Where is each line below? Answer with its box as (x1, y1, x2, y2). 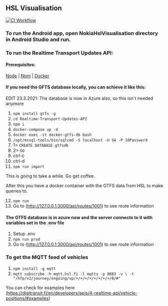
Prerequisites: (5, 62, 36, 68)
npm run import (12, 164, 45, 169)
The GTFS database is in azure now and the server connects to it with (5, 214, 153, 220)
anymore (5, 101, 24, 107)
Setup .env (12, 231, 35, 237)
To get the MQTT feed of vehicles (5, 254, 88, 261)
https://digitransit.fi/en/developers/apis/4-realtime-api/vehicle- (7, 290, 138, 296)
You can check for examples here (5, 285, 75, 291)
